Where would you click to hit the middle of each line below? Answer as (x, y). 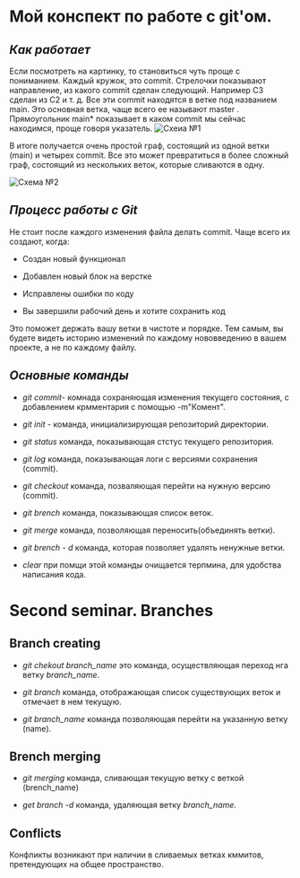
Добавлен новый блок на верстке (87, 276)
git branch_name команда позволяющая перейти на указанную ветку (155, 718)
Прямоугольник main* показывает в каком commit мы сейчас (128, 119)
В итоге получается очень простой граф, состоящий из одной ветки (140, 146)
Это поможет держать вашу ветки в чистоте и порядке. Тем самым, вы (146, 328)
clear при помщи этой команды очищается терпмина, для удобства (152, 565)
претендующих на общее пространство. (86, 865)
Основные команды (69, 375)
